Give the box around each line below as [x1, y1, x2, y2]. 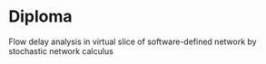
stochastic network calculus [8, 45, 114, 56]
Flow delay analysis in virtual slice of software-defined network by [8, 36, 257, 47]
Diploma [8, 6, 74, 27]
